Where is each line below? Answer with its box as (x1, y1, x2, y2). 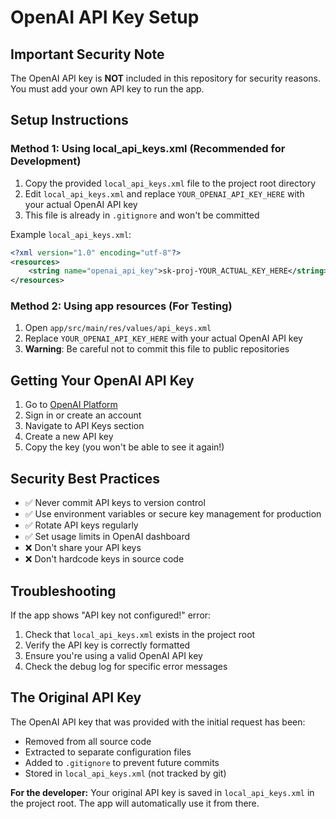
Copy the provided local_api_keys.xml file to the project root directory (24, 177, 317, 189)
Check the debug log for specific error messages (24, 660, 228, 672)
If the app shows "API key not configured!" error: (10, 609, 212, 621)
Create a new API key (24, 431, 114, 443)
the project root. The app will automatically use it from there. (10, 797, 260, 809)
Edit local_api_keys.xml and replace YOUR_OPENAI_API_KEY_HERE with (24, 187, 305, 200)
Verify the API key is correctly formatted (24, 639, 191, 651)
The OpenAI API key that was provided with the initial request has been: (10, 716, 306, 728)
